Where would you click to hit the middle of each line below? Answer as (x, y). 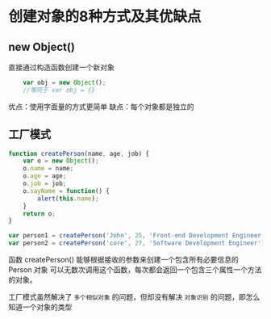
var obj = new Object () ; (65, 82)
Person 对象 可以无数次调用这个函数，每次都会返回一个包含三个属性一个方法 (135, 270)
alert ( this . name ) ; (68, 199)
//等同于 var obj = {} (59, 90)
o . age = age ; (45, 176)
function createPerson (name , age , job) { (79, 153)
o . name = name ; (48, 169)
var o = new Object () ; (61, 161)
